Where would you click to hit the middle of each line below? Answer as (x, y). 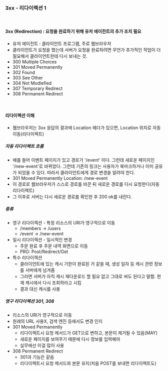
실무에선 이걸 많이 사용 (42, 345)
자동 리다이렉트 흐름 (24, 146)
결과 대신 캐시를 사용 (40, 289)
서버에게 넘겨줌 (40, 270)
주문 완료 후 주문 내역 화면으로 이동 (54, 246)
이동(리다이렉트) (28, 134)
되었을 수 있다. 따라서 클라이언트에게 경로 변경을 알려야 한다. (76, 172)
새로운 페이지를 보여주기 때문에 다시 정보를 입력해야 (70, 339)
